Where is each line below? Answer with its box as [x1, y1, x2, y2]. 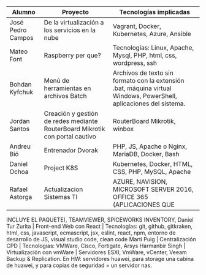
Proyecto [61, 8, 89, 16]
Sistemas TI [44, 193, 78, 201]
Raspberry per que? [44, 51, 101, 59]
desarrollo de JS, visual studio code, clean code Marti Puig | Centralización [6, 236, 196, 243]
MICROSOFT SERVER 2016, [112, 185, 194, 194]
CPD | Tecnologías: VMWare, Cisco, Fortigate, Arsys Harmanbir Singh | [6, 242, 186, 249]
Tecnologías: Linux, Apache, [112, 43, 194, 51]
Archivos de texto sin [112, 69, 174, 77]
